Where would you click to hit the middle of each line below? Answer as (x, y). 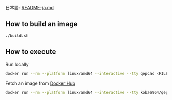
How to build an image (41, 24)
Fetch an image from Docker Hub (40, 83)
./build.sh (17, 36)
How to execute (31, 52)
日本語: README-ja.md (29, 7)
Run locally (17, 64)
